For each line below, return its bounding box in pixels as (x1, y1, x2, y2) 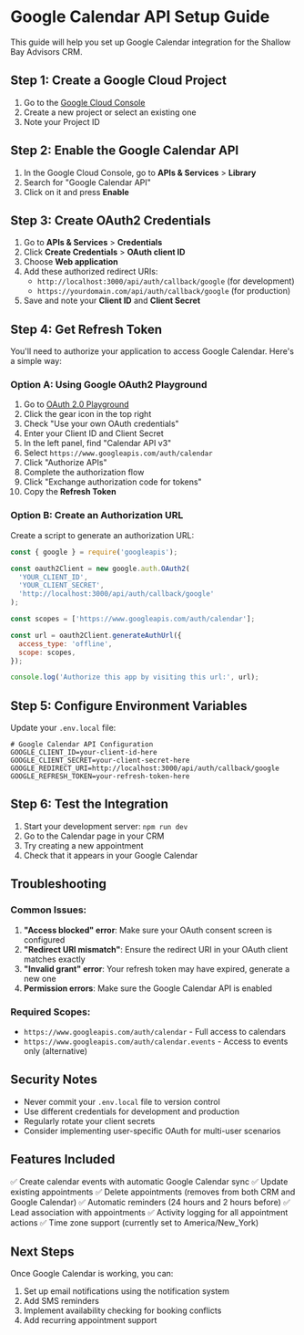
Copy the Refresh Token (23, 486, 117, 497)
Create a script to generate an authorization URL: (10, 529, 195, 540)
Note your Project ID (23, 116, 101, 127)
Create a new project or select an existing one (23, 107, 197, 118)
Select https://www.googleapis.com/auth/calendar (23, 447, 213, 458)
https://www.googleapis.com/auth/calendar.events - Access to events (23, 1036, 289, 1047)
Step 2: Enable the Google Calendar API (10, 143, 239, 159)
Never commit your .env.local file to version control (23, 1096, 221, 1107)
